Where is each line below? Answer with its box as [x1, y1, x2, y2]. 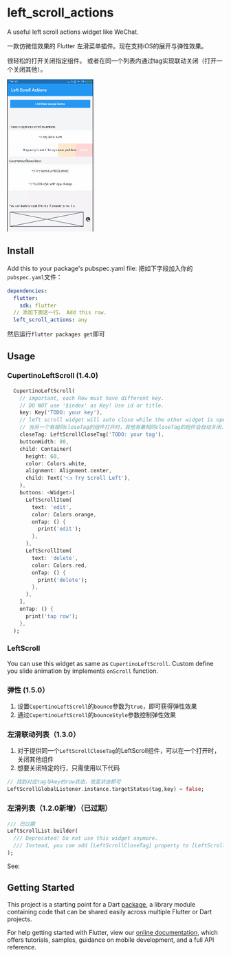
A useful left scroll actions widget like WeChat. [7, 28, 139, 36]
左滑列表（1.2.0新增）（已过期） [7, 803, 112, 813]
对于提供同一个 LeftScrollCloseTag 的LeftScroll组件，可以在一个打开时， [16, 747, 221, 755]
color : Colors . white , [25, 460, 88, 467]
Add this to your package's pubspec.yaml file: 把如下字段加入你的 [7, 264, 193, 272]
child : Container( [19, 445, 72, 452]
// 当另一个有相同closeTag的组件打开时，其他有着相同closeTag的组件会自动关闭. [19, 424, 225, 431]
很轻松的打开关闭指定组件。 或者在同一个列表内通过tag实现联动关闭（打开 [7, 57, 217, 65]
